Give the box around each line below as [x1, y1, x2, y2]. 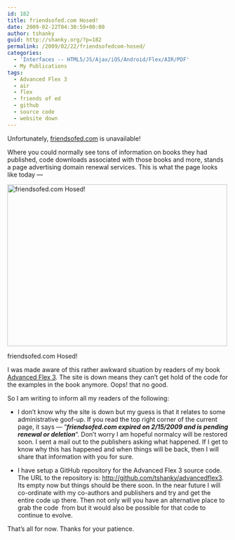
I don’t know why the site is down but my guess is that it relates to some [17, 407, 226, 416]
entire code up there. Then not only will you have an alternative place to [17, 496, 225, 504]
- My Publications [13, 63, 68, 70]
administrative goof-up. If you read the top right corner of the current [17, 415, 217, 423]
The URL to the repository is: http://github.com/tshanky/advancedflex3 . [17, 473, 224, 482]
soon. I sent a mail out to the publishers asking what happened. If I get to [17, 437, 228, 446]
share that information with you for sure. [17, 452, 134, 461]
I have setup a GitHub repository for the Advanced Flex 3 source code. [17, 465, 222, 475]
